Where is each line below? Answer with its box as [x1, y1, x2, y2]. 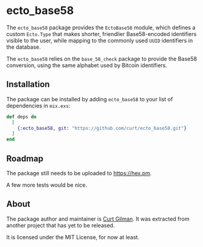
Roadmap [6, 153, 44, 163]
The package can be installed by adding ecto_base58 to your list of [6, 95, 173, 102]
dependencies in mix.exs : [6, 102, 71, 109]
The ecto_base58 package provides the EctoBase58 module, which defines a [6, 24, 196, 31]
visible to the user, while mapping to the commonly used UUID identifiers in [6, 37, 193, 44]
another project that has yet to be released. [6, 221, 115, 229]
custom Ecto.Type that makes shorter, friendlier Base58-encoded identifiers [6, 30, 197, 37]
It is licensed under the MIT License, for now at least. [6, 233, 140, 241]
